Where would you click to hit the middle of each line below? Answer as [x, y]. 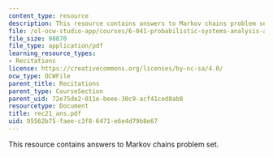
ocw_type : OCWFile [39, 76]
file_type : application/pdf [56, 46]
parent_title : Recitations [54, 83]
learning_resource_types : [52, 53]
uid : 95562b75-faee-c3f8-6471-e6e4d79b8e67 [83, 121]
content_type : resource [49, 16]
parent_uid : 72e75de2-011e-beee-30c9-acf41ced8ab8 [96, 99]
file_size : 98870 [38, 38]
